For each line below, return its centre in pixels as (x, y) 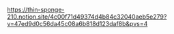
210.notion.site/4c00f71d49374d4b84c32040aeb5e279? (87, 17)
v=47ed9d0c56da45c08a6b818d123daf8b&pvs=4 (77, 24)
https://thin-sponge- (36, 10)
